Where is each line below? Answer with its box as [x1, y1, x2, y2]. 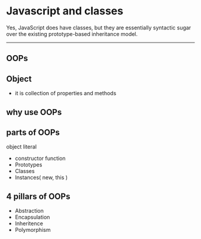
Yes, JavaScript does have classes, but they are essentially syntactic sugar [6, 24, 191, 31]
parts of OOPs [6, 127, 60, 137]
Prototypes [14, 161, 42, 168]
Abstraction [14, 207, 44, 214]
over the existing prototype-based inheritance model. [6, 30, 138, 37]
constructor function [14, 155, 66, 162]
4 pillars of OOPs [6, 191, 71, 201]
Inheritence [14, 220, 44, 227]
